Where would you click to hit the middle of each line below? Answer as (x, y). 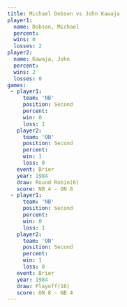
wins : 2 (25, 72)
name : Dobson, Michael (46, 27)
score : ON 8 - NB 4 (45, 293)
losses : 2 (28, 46)
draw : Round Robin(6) (48, 182)
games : (17, 85)
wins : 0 (25, 40)
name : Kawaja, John (42, 59)
